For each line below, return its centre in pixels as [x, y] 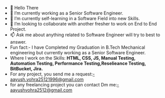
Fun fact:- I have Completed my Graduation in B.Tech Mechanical [77, 47]
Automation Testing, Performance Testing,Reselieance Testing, [78, 63]
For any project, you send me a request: [51, 74]
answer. [18, 42]
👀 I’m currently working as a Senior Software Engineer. [66, 13]
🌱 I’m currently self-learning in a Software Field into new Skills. [75, 18]
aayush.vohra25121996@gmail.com [47, 79]
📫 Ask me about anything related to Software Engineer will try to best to [85, 35]
